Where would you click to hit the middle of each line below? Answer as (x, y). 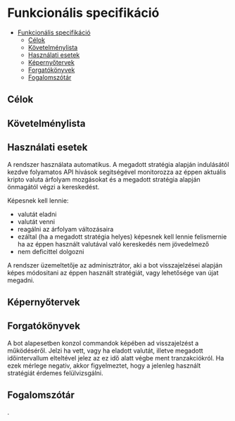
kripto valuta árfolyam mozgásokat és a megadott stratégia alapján (104, 179)
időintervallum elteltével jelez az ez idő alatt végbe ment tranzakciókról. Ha (116, 358)
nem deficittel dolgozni (51, 251)
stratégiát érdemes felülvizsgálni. (55, 373)
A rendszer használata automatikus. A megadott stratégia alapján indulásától (118, 164)
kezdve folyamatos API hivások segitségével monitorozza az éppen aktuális (117, 172)
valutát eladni (37, 214)
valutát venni (36, 221)
